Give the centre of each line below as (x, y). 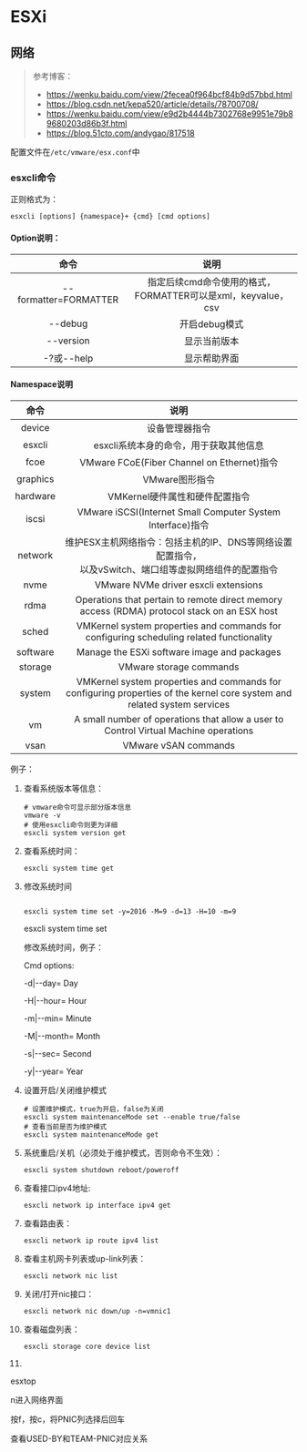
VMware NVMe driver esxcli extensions (179, 585)
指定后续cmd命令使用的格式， (211, 281)
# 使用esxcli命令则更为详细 (71, 825)
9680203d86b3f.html (87, 123)
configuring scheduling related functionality (179, 637)
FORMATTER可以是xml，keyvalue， (212, 295)
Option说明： (36, 238)
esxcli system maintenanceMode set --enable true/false (132, 1117)
